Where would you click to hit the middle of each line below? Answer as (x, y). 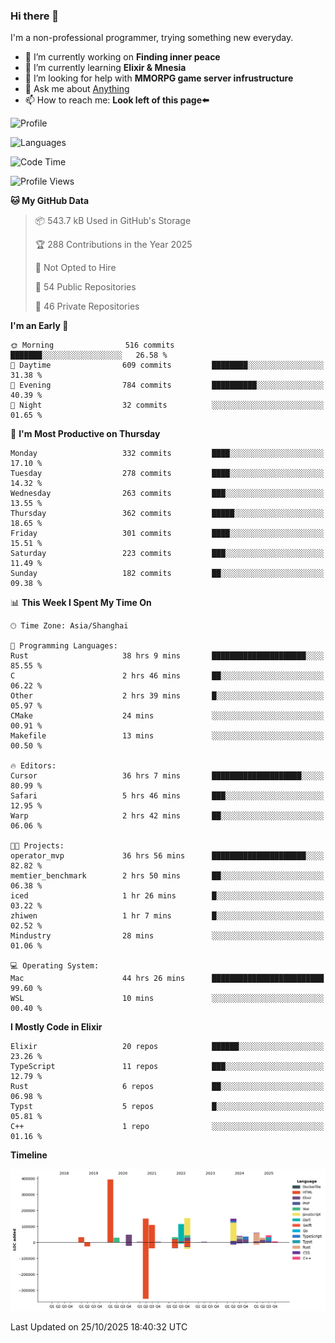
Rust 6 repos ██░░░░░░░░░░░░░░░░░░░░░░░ (167, 1087)
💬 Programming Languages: (64, 646)
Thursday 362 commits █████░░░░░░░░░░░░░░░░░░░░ (167, 514)
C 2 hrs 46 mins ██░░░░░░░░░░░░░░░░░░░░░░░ (167, 676)
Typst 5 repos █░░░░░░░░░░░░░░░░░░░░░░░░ (167, 1107)
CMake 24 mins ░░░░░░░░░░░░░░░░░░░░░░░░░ (167, 716)
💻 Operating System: (55, 966)
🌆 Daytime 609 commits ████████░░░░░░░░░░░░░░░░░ (167, 365)
